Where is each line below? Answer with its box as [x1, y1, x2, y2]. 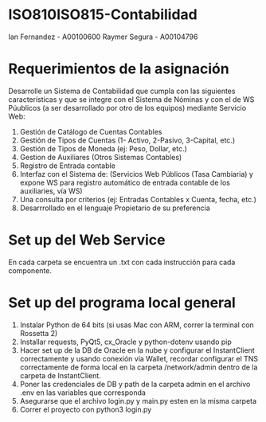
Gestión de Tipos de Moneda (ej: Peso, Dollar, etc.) [19, 143, 187, 153]
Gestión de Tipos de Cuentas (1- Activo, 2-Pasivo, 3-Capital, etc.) [19, 135, 236, 145]
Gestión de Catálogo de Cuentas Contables [19, 127, 162, 136]
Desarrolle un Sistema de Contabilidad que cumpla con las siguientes [8, 86, 236, 96]
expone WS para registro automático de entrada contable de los [19, 178, 231, 187]
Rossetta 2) [19, 328, 58, 338]
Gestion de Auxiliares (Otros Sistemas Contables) [19, 152, 182, 162]
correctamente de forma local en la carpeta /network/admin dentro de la [19, 362, 258, 372]
